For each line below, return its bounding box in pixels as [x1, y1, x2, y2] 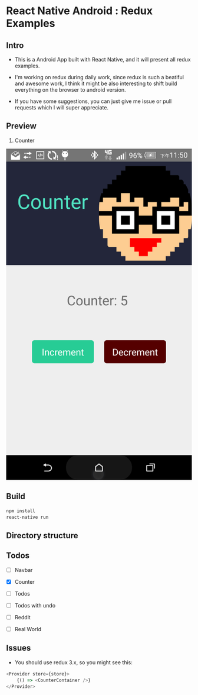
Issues [6, 643, 31, 653]
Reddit [14, 613, 31, 620]
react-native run [6, 514, 49, 520]
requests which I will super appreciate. [14, 104, 109, 111]
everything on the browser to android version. [14, 86, 126, 93]
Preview [6, 121, 37, 131]
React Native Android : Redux [6, 4, 153, 18]
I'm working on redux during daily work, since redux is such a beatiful [14, 74, 184, 80]
